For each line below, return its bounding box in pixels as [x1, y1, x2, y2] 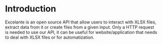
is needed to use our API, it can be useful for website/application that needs [5, 29, 157, 35]
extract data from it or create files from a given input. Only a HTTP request [5, 24, 154, 30]
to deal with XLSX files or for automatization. [5, 34, 95, 40]
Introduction [5, 3, 56, 14]
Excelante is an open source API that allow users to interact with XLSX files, [5, 19, 157, 25]
